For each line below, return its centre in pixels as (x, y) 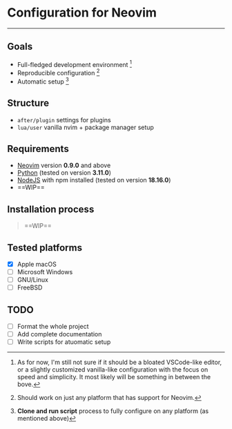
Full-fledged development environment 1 (75, 64)
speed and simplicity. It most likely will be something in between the (114, 377)
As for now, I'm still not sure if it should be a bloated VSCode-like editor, (119, 362)
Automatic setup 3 (43, 81)
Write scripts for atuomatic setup (64, 342)
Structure (28, 103)
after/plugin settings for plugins (64, 120)
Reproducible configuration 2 (58, 73)
